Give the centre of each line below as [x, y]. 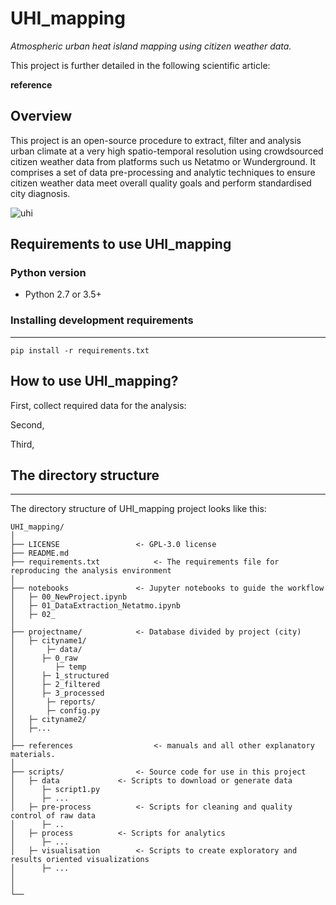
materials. [33, 755]
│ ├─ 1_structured [60, 676]
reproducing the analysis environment [91, 571]
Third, [22, 444]
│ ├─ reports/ [53, 702]
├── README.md [40, 553]
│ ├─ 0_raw [44, 658]
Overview [41, 116]
